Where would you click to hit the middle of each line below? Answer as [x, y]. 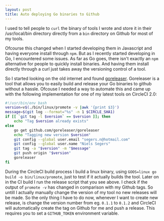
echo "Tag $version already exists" [51, 121]
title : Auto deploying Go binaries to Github [52, 14]
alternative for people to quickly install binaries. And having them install [77, 64]
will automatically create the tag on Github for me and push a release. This [80, 208]
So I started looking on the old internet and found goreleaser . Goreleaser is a [82, 78]
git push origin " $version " [42, 153]
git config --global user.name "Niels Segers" [62, 144]
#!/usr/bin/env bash [26, 103]
